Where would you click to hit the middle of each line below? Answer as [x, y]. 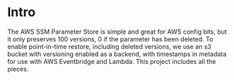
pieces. [18, 69]
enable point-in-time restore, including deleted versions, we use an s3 [110, 46]
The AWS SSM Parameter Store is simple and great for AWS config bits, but [117, 32]
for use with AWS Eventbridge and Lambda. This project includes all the [112, 61]
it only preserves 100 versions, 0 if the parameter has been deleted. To [110, 39]
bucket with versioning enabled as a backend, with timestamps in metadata [117, 54]
